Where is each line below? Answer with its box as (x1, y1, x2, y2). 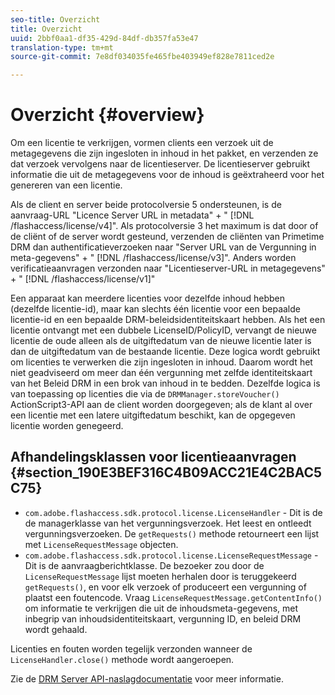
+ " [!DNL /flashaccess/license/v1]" (10, 273, 156, 285)
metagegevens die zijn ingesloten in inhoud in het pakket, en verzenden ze (10, 147, 319, 160)
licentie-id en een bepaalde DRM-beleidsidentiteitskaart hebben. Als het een (10, 314, 326, 326)
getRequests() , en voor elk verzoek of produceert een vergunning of (24, 581, 307, 593)
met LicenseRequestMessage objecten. (24, 538, 179, 550)
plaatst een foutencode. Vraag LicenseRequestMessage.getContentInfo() (24, 591, 323, 603)
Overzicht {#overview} (10, 104, 205, 126)
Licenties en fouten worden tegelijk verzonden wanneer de (10, 642, 253, 655)
